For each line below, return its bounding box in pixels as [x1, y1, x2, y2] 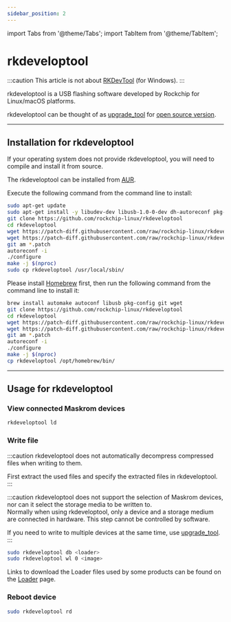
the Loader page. [7, 575, 56, 583]
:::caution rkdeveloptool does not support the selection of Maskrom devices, [7, 493, 223, 501]
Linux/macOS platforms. [7, 97, 76, 105]
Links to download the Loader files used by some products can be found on [7, 567, 221, 576]
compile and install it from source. [7, 162, 104, 171]
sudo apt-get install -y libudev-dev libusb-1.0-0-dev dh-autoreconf [7, 208, 211, 216]
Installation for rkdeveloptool [7, 136, 134, 148]
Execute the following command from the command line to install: [7, 189, 192, 197]
